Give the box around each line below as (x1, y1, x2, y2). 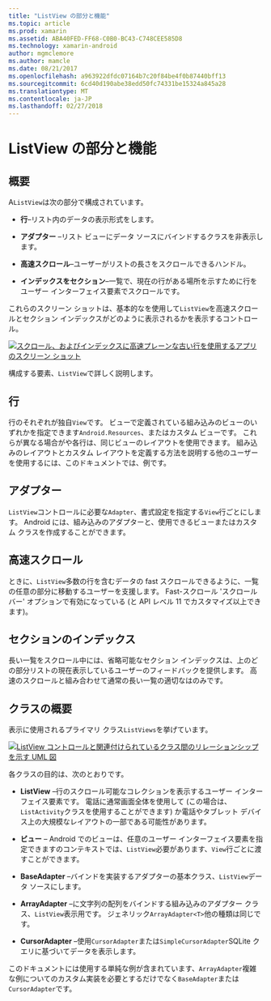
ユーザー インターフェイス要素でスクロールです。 (19, 287, 184, 296)
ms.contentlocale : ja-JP (8, 95, 92, 103)
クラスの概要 (8, 701, 73, 715)
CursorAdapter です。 (8, 984, 77, 994)
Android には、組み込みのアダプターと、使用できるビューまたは (23, 517, 236, 526)
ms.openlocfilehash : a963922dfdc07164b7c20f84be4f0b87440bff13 (8, 72, 227, 80)
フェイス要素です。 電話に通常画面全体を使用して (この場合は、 (19, 797, 232, 807)
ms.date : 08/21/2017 (8, 65, 78, 73)
